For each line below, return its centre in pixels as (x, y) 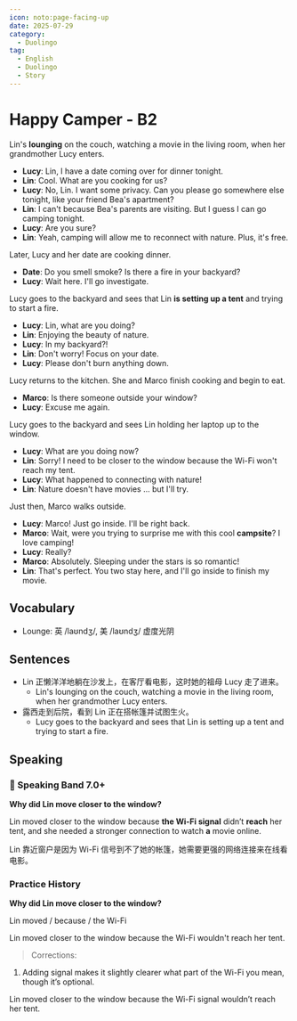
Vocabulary (42, 608)
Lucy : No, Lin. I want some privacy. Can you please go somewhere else (153, 190)
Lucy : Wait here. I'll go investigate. (85, 281)
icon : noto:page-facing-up (59, 17)
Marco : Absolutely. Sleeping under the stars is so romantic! (131, 561)
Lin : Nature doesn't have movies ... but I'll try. (105, 489)
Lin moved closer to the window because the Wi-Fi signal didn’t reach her (146, 821)
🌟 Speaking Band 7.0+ (57, 785)
